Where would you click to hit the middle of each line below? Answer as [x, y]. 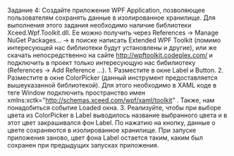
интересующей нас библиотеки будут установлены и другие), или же [112, 48]
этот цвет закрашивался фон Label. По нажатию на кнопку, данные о [112, 122]
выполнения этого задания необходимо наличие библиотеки [99, 25]
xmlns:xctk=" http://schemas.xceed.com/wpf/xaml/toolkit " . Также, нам [111, 100]
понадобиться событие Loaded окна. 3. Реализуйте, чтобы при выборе [115, 108]
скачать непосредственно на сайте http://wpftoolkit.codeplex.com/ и [110, 55]
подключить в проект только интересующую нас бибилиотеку [101, 62]
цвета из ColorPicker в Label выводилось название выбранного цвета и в [117, 115]
